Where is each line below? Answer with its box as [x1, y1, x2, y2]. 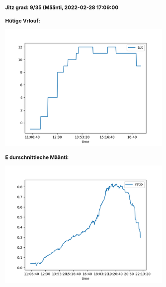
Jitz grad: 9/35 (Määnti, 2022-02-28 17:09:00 [5, 4, 119, 11]
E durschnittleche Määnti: [5, 154, 69, 161]
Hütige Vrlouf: [5, 17, 41, 24]
